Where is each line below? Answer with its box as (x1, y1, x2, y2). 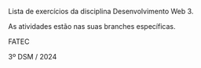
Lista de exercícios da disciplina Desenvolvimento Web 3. (8, 7, 194, 16)
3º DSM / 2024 (8, 52, 57, 61)
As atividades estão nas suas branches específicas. (8, 22, 176, 30)
